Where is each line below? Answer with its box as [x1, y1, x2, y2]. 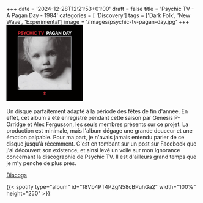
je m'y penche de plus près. [6, 160, 76, 167]
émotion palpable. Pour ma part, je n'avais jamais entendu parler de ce [6, 134, 185, 141]
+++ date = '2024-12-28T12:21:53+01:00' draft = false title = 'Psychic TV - [6, 6, 194, 12]
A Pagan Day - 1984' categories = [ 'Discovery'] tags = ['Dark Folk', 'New [6, 12, 191, 19]
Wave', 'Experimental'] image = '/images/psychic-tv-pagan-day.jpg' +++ [6, 18, 190, 25]
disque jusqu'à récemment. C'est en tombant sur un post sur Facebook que [6, 140, 197, 147]
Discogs [6, 171, 28, 179]
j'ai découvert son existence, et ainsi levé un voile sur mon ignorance [6, 147, 180, 153]
